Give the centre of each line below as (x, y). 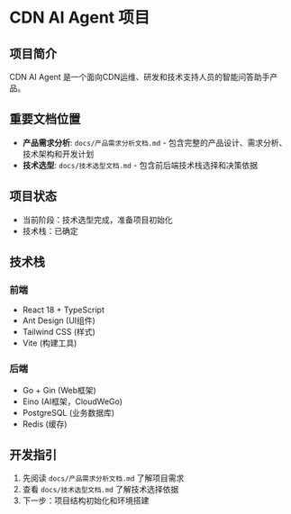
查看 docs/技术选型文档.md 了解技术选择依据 (100, 490)
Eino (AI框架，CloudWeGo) (73, 401)
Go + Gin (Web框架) (59, 390)
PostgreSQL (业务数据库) (68, 412)
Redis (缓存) (45, 424)
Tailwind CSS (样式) (59, 332)
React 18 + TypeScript (64, 310)
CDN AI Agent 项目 (80, 18)
